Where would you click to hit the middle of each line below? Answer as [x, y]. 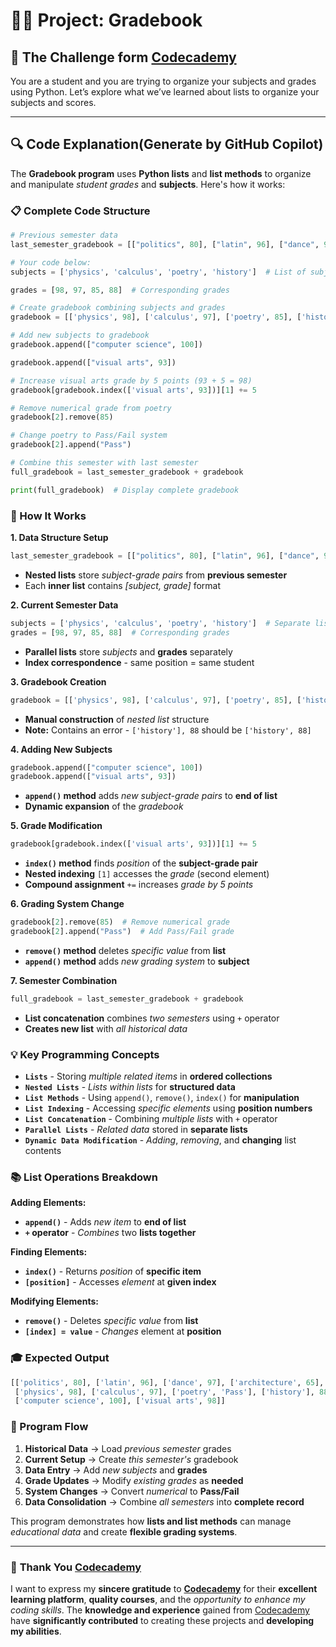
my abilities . [36, 1631]
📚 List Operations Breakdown [84, 1177]
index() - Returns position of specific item [113, 1271]
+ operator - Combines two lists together [110, 1233]
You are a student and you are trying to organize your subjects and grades [163, 81]
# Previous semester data [64, 235]
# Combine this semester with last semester [104, 463]
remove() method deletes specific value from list [125, 950]
